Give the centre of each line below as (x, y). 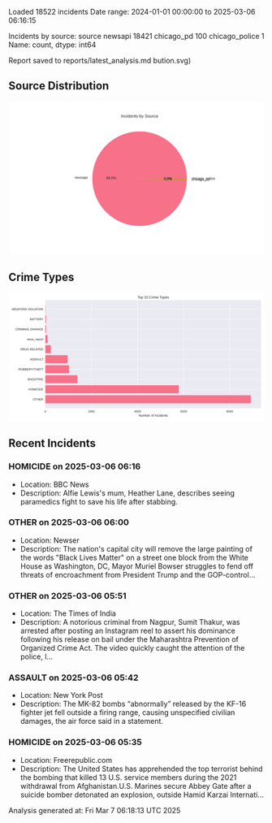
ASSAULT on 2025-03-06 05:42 (73, 678)
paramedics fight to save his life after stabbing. (99, 501)
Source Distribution (59, 86)
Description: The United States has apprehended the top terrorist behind (141, 769)
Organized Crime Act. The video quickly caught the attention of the (132, 648)
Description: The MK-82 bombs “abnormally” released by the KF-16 (133, 704)
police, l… (37, 656)
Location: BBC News (54, 484)
